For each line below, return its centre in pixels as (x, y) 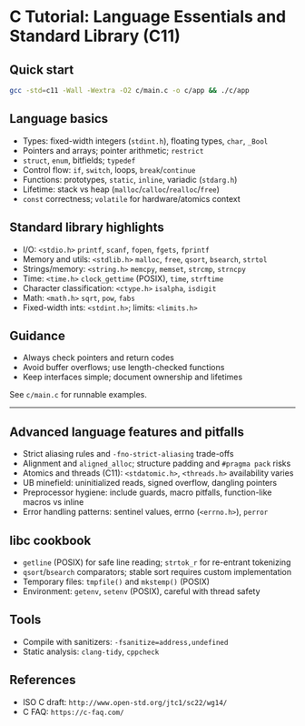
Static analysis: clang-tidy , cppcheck (91, 651)
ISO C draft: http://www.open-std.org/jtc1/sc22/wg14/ (125, 701)
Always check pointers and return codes (98, 358)
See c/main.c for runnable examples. (79, 395)
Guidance (37, 335)
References (43, 680)
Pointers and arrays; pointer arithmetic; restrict (113, 150)
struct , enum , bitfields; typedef (79, 160)
